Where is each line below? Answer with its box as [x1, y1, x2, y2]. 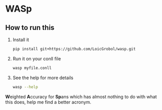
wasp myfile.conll [12, 65, 52, 70]
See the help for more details [12, 75, 74, 81]
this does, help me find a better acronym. [5, 99, 91, 105]
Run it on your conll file [12, 55, 61, 61]
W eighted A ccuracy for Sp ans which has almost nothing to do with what [5, 93, 157, 99]
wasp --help [12, 84, 38, 89]
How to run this [5, 23, 55, 32]
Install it [12, 36, 29, 43]
